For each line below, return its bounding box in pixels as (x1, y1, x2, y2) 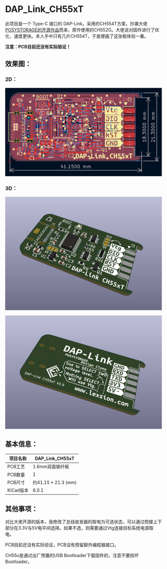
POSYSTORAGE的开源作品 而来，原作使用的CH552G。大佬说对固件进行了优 (5, 26, 160, 33)
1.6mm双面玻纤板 (32, 464, 70, 470)
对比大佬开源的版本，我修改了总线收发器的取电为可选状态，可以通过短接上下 (5, 519, 162, 525)
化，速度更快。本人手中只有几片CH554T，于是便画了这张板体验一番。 (5, 33, 149, 39)
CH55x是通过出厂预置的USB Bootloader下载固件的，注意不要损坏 (5, 553, 139, 559)
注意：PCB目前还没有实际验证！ (5, 43, 71, 49)
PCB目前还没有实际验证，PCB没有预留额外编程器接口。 (5, 542, 119, 548)
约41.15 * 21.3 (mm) (32, 479, 77, 485)
